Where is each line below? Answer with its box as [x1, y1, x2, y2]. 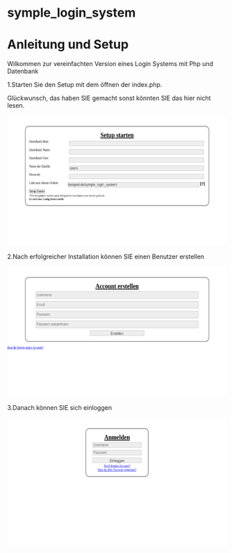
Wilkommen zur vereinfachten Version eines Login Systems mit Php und [7, 60, 214, 68]
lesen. [7, 101, 25, 110]
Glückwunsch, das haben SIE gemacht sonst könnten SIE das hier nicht [7, 94, 211, 102]
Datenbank [7, 67, 39, 76]
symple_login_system [7, 5, 136, 21]
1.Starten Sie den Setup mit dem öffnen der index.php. [7, 81, 163, 89]
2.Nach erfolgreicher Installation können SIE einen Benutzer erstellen [7, 252, 205, 261]
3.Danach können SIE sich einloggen [7, 404, 113, 412]
